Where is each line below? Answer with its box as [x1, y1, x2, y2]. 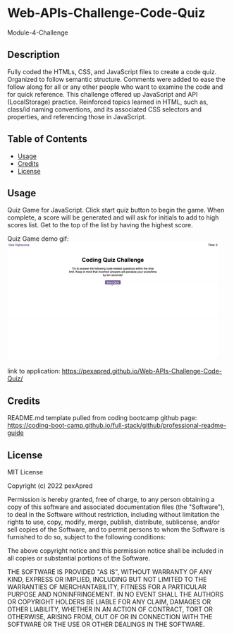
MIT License [7, 468, 44, 476]
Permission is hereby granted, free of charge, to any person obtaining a [7, 496, 215, 503]
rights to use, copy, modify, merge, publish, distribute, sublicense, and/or [7, 518, 220, 526]
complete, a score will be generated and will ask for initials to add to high [7, 213, 219, 222]
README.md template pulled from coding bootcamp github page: [7, 414, 197, 422]
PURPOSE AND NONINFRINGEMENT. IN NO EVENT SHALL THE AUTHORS [7, 590, 224, 598]
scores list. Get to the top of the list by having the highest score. [7, 221, 194, 229]
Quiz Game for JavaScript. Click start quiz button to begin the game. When [7, 206, 225, 215]
